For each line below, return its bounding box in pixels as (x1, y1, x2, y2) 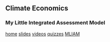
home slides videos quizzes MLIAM (5, 30, 80, 37)
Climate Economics (5, 4, 69, 13)
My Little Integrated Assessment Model (5, 19, 106, 26)
